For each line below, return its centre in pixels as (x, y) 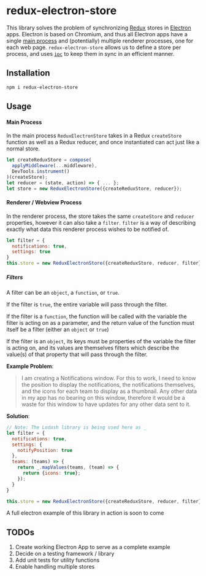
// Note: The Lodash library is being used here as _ (77, 427)
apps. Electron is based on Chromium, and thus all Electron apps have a (97, 34)
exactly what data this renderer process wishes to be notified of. (88, 229)
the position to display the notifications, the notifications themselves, (108, 385)
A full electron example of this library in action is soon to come (85, 513)
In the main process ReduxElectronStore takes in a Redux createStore (94, 136)
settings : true (31, 252)
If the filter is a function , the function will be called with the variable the (97, 316)
